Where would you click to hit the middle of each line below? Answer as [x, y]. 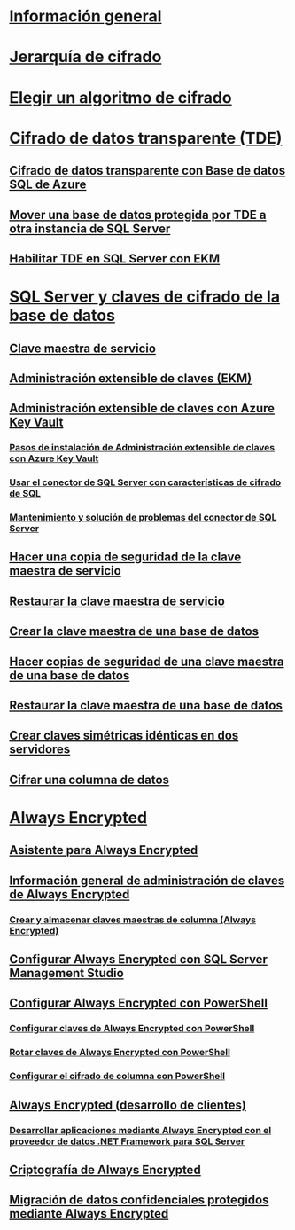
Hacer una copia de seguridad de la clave [125, 557]
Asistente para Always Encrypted [104, 850]
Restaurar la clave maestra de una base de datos [146, 705]
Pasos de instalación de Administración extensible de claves [142, 448]
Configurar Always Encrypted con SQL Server [139, 960]
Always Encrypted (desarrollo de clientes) [128, 1105]
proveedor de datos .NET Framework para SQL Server [127, 1141]
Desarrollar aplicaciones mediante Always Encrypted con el [140, 1130]
